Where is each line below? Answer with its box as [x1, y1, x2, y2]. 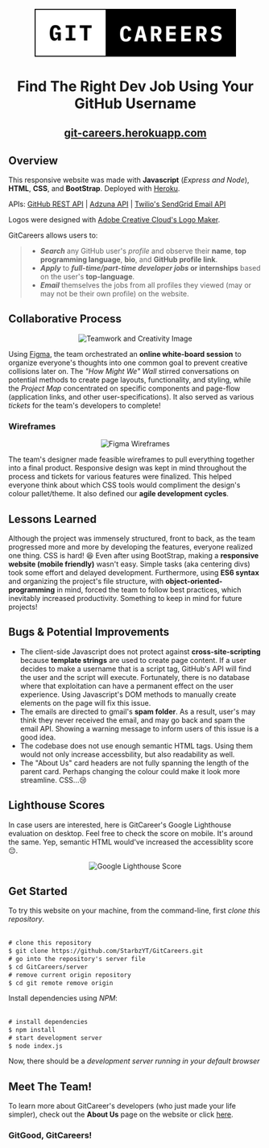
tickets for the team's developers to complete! [8, 400, 161, 410]
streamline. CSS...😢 [19, 775, 87, 785]
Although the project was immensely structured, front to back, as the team [8, 533, 255, 543]
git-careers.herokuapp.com [64, 126, 207, 140]
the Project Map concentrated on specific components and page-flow [8, 383, 241, 393]
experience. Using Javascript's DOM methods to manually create [19, 690, 237, 699]
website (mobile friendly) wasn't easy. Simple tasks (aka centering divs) [8, 559, 251, 569]
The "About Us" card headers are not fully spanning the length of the [19, 758, 250, 768]
